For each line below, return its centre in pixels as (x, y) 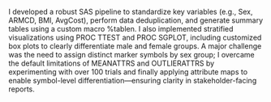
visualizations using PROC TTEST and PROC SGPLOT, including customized (135, 37)
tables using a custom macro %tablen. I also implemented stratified (121, 29)
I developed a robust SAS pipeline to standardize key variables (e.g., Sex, (131, 12)
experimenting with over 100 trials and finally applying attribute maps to (128, 72)
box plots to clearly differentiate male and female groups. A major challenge (135, 46)
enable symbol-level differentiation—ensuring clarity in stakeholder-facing (133, 81)
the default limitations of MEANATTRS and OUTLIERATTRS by (112, 63)
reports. (22, 89)
